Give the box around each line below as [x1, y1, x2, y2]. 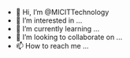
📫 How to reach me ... [15, 42, 89, 50]
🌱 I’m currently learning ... [15, 24, 100, 33]
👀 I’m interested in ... [15, 16, 83, 25]
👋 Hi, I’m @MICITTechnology [15, 8, 110, 16]
